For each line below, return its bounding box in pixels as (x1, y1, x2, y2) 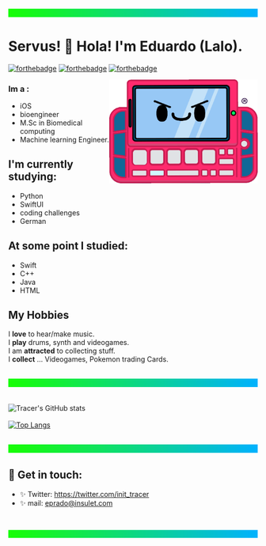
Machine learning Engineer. (19, 135, 109, 144)
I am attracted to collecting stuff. (8, 346, 116, 356)
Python (19, 191, 44, 200)
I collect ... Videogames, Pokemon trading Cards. (8, 355, 169, 364)
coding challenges (19, 207, 81, 218)
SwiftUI (19, 199, 44, 209)
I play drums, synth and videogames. (8, 338, 129, 347)
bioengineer (19, 109, 59, 119)
